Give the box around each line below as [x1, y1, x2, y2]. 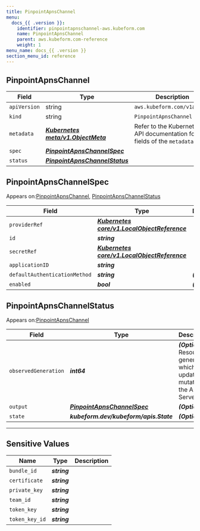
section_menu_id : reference [6, 53, 76, 59]
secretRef [9, 248, 37, 255]
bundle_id [9, 467, 37, 474]
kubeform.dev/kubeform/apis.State [70, 412, 173, 421]
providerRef [9, 221, 43, 229]
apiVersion [9, 104, 40, 110]
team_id [9, 496, 31, 503]
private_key [9, 487, 43, 493]
